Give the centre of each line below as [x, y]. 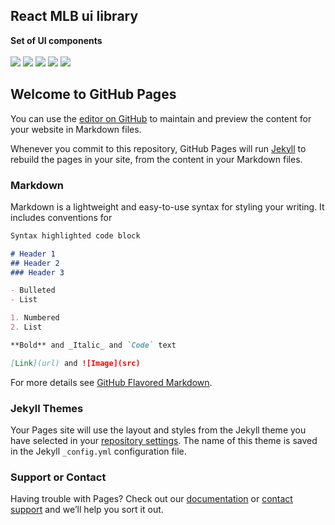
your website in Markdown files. [76, 129]
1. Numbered [35, 318]
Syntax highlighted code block [75, 235]
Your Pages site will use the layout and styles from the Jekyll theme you [158, 430]
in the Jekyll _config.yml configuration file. [98, 451]
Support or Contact [58, 477]
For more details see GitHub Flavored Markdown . [111, 382]
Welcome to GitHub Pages [93, 94]
